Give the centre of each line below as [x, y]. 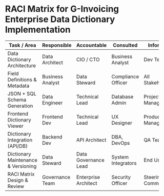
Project [152, 97]
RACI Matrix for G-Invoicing [62, 9]
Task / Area [23, 45]
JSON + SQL [22, 94]
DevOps [121, 143]
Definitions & [22, 79]
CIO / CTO [88, 59]
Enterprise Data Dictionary [60, 19]
